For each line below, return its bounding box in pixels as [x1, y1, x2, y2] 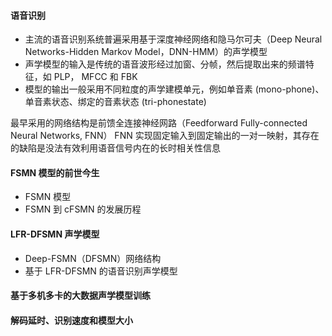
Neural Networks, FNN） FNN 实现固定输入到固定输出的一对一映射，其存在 [10, 130, 320, 142]
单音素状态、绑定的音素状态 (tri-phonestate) [24, 96, 207, 108]
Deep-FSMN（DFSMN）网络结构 [24, 252, 162, 264]
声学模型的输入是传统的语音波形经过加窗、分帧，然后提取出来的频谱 [24, 58, 306, 70]
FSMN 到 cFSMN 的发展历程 [24, 203, 142, 215]
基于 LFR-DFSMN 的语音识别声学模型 [24, 265, 178, 277]
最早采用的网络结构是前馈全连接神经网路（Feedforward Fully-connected [10, 117, 308, 129]
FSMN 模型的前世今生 [10, 166, 100, 179]
